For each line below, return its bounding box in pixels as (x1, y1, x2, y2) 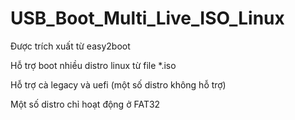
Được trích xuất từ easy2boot (10, 40, 131, 52)
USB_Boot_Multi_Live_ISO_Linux (10, 7, 285, 30)
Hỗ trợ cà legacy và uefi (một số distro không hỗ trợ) (10, 78, 227, 91)
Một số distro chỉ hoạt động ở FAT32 (10, 98, 161, 110)
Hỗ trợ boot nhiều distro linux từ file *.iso (10, 59, 177, 71)
